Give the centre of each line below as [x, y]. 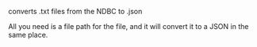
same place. [28, 35]
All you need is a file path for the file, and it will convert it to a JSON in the [128, 26]
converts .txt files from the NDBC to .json [75, 11]
